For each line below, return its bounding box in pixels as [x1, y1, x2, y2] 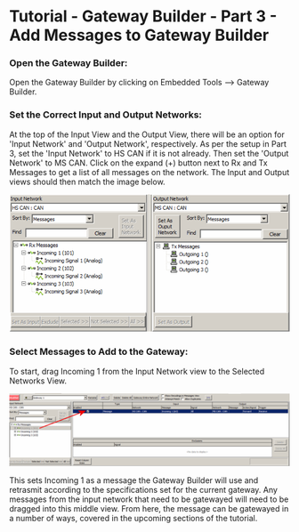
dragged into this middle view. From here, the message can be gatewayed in [9, 504, 289, 514]
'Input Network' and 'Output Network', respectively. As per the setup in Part [9, 138, 287, 149]
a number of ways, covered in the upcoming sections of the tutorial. [9, 513, 258, 524]
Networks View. [9, 375, 68, 386]
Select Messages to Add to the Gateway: [9, 345, 189, 358]
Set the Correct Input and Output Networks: [9, 109, 203, 121]
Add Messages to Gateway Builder [9, 25, 270, 45]
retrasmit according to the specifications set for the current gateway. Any [9, 485, 279, 496]
